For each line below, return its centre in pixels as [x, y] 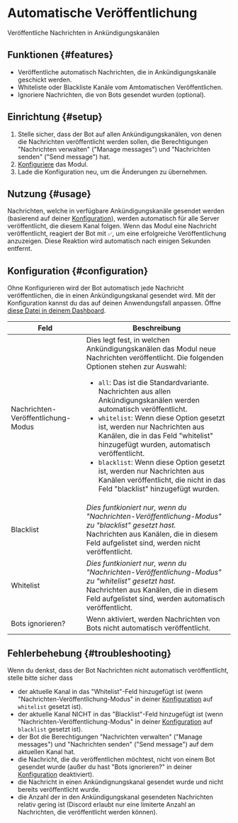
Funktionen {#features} [61, 55]
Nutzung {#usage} [50, 194]
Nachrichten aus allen [135, 391]
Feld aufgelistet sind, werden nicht [143, 543]
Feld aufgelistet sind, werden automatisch [155, 599]
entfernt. [20, 249]
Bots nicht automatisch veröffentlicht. [148, 628]
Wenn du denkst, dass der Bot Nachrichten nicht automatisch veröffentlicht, [118, 670]
